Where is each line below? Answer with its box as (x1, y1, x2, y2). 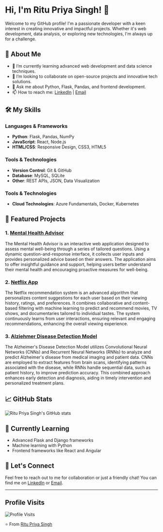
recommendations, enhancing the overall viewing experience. (5, 321, 129, 327)
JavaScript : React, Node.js (12, 139, 66, 145)
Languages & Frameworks (5, 123, 68, 129)
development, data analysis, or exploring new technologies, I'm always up (5, 31, 153, 37)
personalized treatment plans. (5, 380, 65, 386)
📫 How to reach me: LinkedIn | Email (12, 89, 86, 95)
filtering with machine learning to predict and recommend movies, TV (18, 305, 157, 311)
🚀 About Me (5, 50, 41, 58)
